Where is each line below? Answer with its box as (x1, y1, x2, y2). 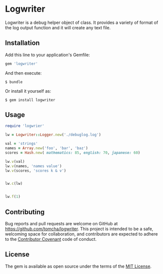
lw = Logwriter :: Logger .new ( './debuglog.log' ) (5, 133, 101, 137)
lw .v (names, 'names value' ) (5, 163, 62, 169)
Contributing (5, 208, 45, 216)
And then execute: (5, 70, 42, 76)
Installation (5, 39, 40, 47)
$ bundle (5, 79, 23, 84)
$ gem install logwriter (5, 98, 55, 102)
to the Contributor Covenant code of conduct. (5, 236, 97, 242)
